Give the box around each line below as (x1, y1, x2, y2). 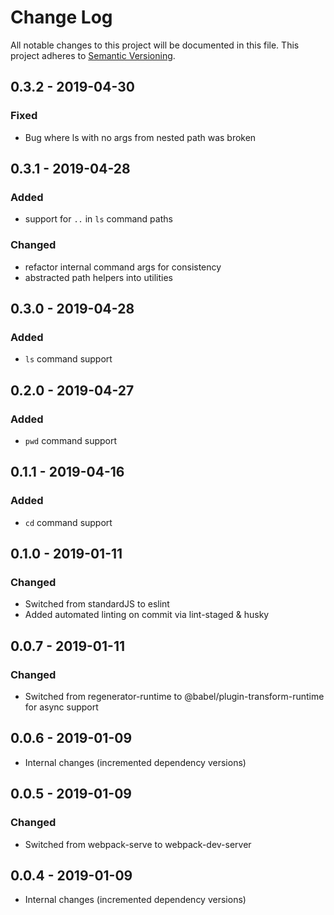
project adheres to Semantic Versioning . (10, 49, 176, 61)
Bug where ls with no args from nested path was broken (24, 131, 257, 143)
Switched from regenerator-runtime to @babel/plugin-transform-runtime (24, 691, 325, 703)
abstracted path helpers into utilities (24, 271, 173, 283)
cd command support (24, 516, 113, 528)
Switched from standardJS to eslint (24, 598, 170, 610)
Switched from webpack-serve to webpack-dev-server (24, 838, 252, 850)
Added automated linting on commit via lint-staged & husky (24, 609, 270, 621)
